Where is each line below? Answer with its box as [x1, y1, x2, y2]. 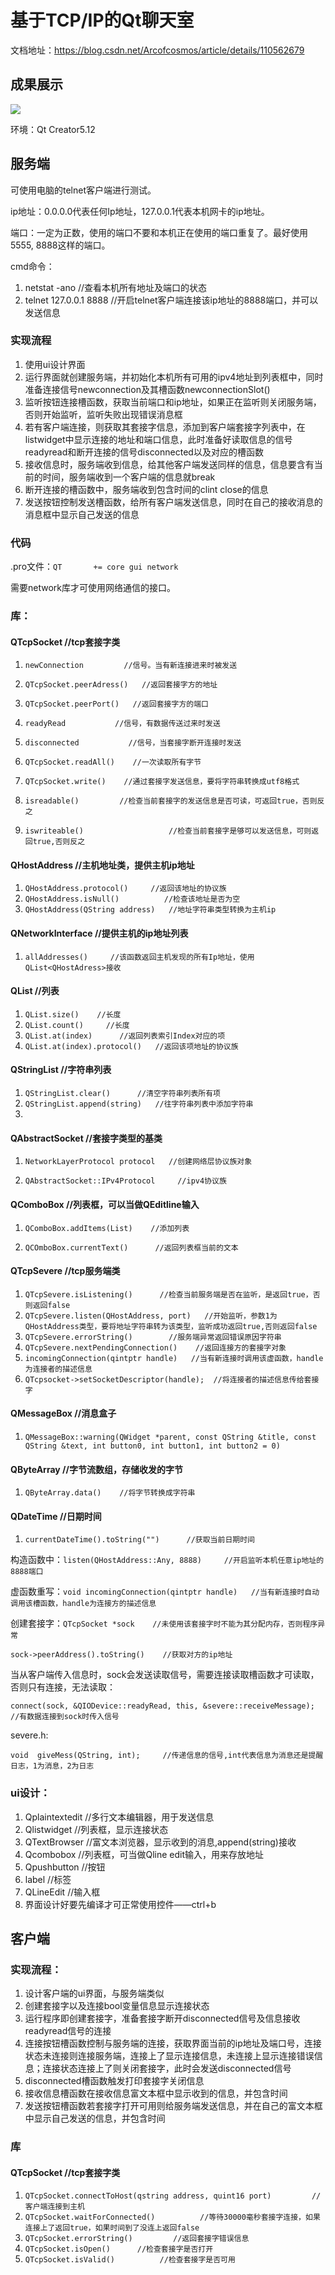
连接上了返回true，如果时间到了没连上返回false [24, 2223, 200, 2233]
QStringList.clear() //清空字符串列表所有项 [24, 1089, 221, 1099]
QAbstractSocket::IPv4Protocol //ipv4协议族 [24, 1176, 227, 1186]
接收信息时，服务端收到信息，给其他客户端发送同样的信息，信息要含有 [24, 458, 315, 470]
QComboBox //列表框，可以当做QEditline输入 [10, 1198, 200, 1210]
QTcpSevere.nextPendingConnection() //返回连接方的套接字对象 [24, 1342, 287, 1353]
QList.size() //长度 [24, 1009, 122, 1020]
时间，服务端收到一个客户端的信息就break [42, 471, 216, 483]
